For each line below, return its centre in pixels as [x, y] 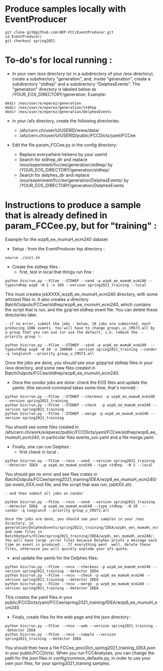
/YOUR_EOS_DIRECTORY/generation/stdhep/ [65, 170]
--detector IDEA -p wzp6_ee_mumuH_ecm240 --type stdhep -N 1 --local [79, 465]
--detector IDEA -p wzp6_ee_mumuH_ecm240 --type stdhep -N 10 [71, 506]
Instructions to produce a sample [73, 205]
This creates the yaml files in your [39, 597]
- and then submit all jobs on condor [44, 493]
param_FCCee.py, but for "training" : [81, 226]
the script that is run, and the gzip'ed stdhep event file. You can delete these [81, 309]
